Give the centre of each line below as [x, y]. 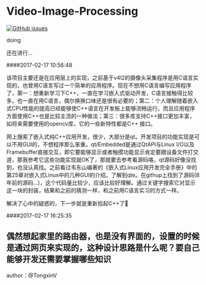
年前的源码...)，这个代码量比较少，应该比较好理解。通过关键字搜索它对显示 [101, 183]
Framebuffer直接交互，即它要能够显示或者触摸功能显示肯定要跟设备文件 [97, 152]
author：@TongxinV [32, 275]
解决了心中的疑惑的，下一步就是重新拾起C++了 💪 [67, 203]
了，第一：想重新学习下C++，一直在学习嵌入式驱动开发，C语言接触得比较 [100, 93]
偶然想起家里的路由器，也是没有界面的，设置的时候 [103, 236]
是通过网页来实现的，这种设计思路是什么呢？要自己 [103, 248]
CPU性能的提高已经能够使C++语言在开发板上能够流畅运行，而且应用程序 [103, 108]
